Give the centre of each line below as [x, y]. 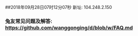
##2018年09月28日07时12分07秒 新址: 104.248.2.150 [59, 7]
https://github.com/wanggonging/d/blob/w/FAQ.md [69, 28]
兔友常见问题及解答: [29, 21]
